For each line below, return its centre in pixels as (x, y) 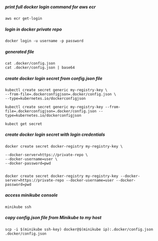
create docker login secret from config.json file (54, 78)
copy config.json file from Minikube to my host (53, 218)
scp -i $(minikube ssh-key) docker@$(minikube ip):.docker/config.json (79, 229)
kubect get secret (24, 124)
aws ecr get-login (24, 18)
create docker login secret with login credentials (55, 135)
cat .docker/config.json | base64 (40, 67)
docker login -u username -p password (44, 41)
